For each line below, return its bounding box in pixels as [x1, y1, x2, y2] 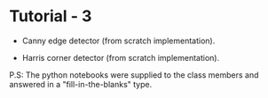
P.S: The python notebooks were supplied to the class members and [9, 69, 259, 80]
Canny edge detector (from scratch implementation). [21, 35, 216, 46]
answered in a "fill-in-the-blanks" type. [9, 79, 153, 89]
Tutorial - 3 [9, 6, 92, 26]
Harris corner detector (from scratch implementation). [21, 52, 220, 63]
